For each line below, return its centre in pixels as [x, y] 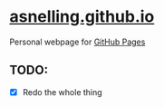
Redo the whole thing [62, 92]
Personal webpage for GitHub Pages [77, 42]
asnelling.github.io [82, 17]
